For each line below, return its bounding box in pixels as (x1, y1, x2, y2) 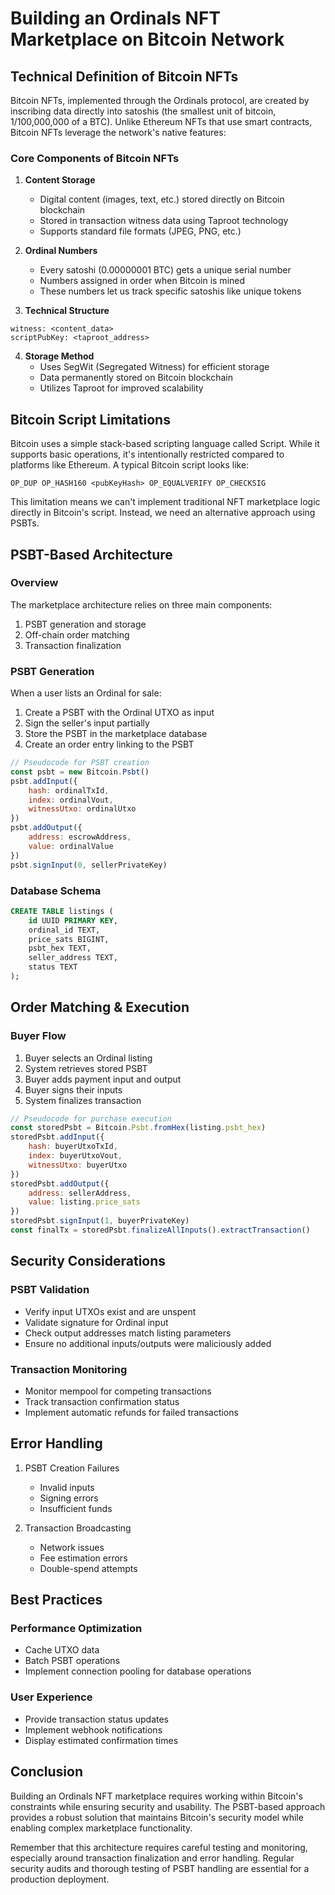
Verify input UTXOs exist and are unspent (24, 1305, 197, 1317)
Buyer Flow (10, 1029, 67, 1043)
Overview (10, 576, 59, 590)
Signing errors (39, 1492, 99, 1504)
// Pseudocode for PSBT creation (10, 758, 150, 768)
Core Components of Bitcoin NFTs (10, 151, 180, 165)
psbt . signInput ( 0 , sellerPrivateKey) (10, 860, 168, 870)
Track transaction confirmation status (24, 1395, 180, 1407)
